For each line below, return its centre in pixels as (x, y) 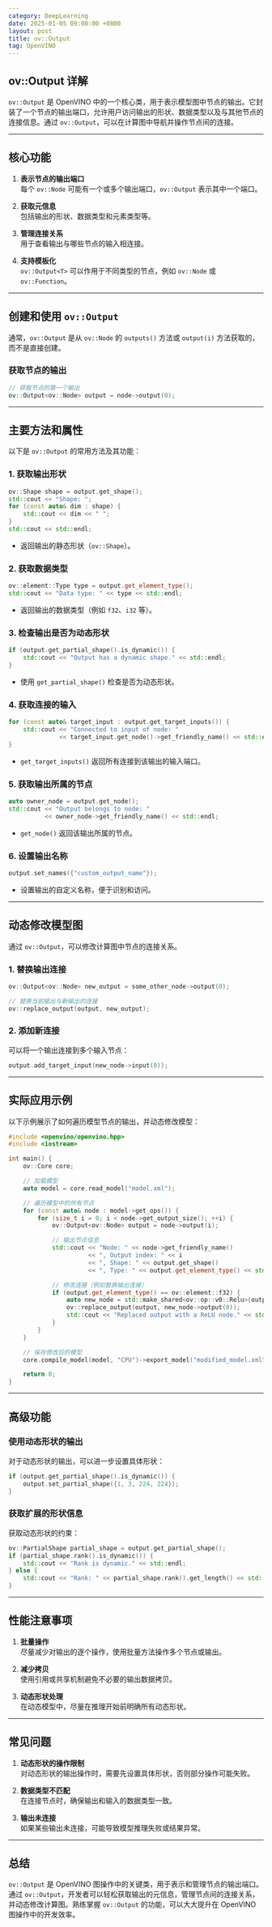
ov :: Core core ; (49, 1167)
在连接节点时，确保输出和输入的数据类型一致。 (98, 1800)
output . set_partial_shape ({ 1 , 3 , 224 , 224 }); (101, 1484)
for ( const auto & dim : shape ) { (65, 507)
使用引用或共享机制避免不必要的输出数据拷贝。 (98, 1679)
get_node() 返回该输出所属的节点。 (79, 833)
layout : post (30, 31)
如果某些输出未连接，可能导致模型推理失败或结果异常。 (112, 1827)
